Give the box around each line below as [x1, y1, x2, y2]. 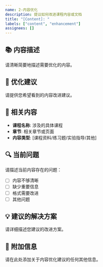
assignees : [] [5, 26, 35, 31]
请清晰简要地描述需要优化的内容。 [5, 62, 75, 68]
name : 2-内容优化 [5, 7, 38, 12]
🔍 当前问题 [5, 150, 40, 159]
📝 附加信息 [5, 242, 37, 251]
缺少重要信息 [12, 184, 39, 190]
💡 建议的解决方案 [5, 212, 57, 221]
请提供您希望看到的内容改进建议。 [5, 92, 75, 98]
